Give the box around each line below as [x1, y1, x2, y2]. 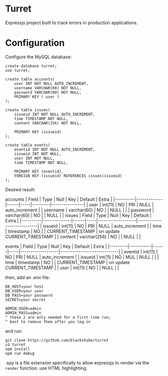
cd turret [5, 342, 26, 347]
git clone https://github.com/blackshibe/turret [5, 337, 109, 343]
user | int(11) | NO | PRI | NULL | [89, 201, 154, 207]
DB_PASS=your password [5, 293, 53, 298]
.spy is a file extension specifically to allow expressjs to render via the [5, 359, 149, 365]
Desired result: [5, 186, 36, 192]
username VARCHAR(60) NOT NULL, [14, 85, 82, 90]
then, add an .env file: [5, 274, 50, 280]
